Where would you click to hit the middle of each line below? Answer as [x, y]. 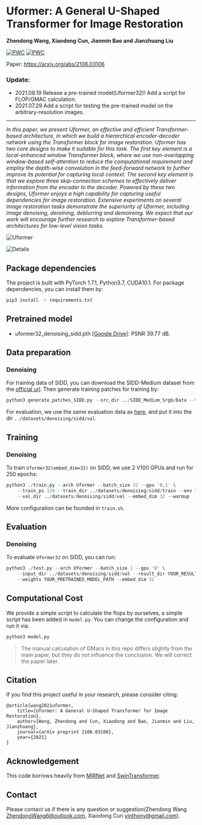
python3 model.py [28, 637]
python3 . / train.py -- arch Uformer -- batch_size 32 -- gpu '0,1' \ [91, 485]
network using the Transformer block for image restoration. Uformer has [96, 143]
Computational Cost [44, 598]
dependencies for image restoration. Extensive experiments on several [94, 200]
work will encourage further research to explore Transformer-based [90, 219]
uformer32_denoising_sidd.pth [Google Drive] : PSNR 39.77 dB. [93, 333]
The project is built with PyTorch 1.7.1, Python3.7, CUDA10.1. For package [95, 283]
